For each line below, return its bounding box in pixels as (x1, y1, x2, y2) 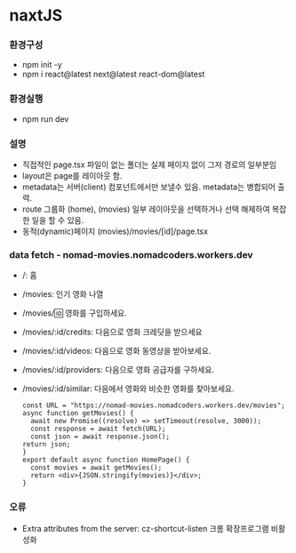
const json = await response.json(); (30, 432, 171, 441)
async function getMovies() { (21, 409, 135, 418)
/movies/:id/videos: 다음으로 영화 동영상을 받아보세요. (21, 346, 212, 357)
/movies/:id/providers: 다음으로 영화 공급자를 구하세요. (21, 365, 215, 375)
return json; (21, 440, 71, 449)
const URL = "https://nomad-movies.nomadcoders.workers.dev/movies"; (21, 401, 286, 410)
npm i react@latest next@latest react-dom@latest (21, 68, 205, 80)
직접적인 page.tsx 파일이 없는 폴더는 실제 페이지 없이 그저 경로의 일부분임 (21, 159, 277, 170)
